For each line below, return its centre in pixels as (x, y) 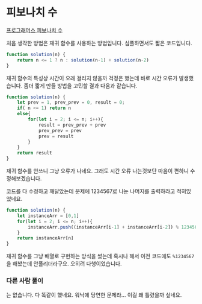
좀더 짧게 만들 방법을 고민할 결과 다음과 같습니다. (81, 86)
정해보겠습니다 (23, 179)
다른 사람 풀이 (25, 281)
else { (24, 114)
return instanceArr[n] (45, 238)
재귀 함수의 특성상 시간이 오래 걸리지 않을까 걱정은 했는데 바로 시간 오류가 (92, 78)
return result (35, 153)
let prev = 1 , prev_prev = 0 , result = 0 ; (71, 103)
